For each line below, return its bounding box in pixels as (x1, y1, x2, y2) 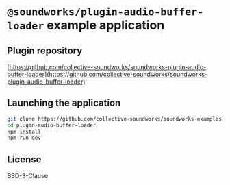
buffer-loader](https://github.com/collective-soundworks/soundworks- (7, 71, 207, 78)
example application (47, 18, 165, 33)
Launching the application (7, 97, 121, 109)
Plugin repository (7, 45, 83, 56)
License (7, 153, 42, 165)
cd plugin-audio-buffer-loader (7, 122, 97, 129)
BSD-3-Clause (7, 172, 48, 180)
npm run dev (7, 134, 41, 142)
